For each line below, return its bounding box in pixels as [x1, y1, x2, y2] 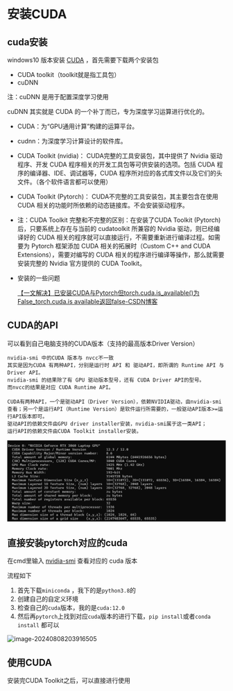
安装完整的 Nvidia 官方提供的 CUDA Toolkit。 [17, 259, 146, 267]
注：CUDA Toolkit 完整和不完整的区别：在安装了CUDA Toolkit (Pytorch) [17, 216, 221, 224]
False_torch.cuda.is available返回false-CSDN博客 [17, 298, 158, 305]
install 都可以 [17, 621, 60, 629]
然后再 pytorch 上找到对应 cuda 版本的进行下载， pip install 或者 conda [17, 612, 212, 621]
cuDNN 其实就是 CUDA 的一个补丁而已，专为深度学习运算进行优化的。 [7, 108, 209, 115]
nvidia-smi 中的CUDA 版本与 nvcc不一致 [7, 355, 114, 361]
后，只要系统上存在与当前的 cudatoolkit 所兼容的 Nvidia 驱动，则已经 [17, 225, 214, 232]
